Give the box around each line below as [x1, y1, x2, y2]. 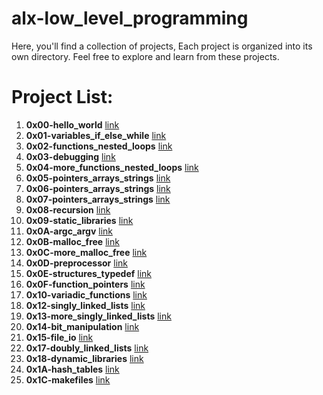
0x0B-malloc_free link [25, 235, 120, 247]
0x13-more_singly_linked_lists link [25, 310, 172, 322]
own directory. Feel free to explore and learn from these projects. [11, 50, 280, 62]
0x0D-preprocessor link [25, 257, 128, 269]
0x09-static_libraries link [25, 214, 134, 226]
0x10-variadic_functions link [25, 288, 148, 301]
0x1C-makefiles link [25, 373, 111, 386]
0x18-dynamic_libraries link [25, 352, 144, 364]
